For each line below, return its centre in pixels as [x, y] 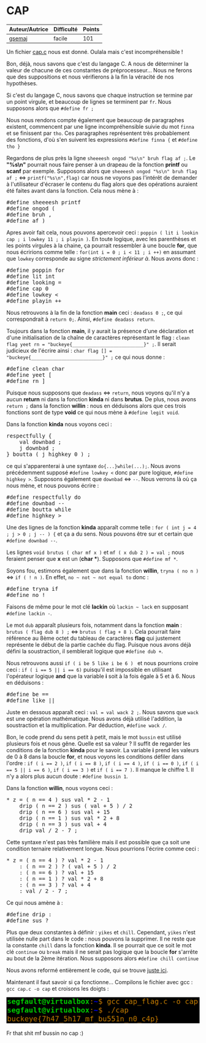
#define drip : [29, 914]
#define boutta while [39, 510]
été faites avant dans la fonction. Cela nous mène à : [73, 191]
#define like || [31, 701]
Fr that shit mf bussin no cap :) [45, 1033]
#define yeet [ [29, 375]
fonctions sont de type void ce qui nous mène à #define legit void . [93, 412]
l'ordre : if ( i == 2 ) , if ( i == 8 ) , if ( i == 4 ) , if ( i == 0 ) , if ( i [103, 763]
